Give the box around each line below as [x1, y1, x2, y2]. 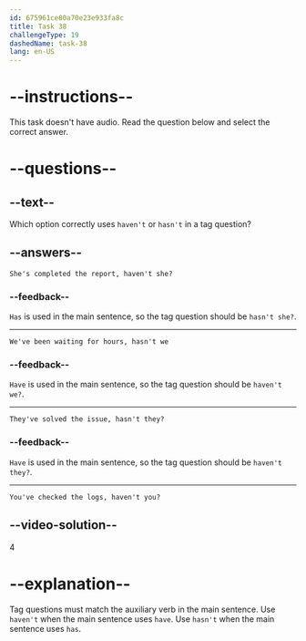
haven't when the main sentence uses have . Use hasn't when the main [9, 613, 275, 625]
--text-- [9, 194, 55, 210]
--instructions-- [9, 87, 134, 108]
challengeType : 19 [9, 30, 79, 39]
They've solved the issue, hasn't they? [9, 415, 166, 424]
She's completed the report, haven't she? [9, 269, 173, 278]
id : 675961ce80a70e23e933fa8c [9, 13, 125, 23]
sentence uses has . [9, 623, 82, 634]
